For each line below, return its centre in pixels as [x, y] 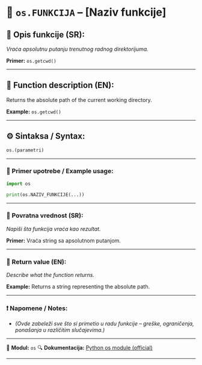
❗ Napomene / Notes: [37, 308]
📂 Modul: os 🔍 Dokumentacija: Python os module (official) [80, 348]
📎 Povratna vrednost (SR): [45, 215]
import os [19, 183]
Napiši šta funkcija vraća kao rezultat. [54, 229]
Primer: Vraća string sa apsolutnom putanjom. [64, 240]
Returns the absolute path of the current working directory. [79, 100]
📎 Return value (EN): [36, 262]
